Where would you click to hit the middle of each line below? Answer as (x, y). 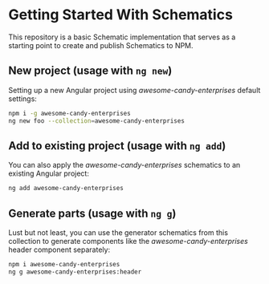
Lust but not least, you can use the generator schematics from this (118, 233)
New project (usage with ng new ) (90, 71)
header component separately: (59, 250)
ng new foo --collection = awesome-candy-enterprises (96, 121)
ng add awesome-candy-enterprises (66, 189)
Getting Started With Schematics (120, 15)
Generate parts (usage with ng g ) (92, 213)
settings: (23, 99)
